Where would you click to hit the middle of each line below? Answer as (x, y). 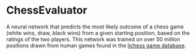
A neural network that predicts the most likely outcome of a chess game (95, 27)
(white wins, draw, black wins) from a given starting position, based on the (98, 33)
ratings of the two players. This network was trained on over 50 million (93, 39)
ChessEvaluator (47, 10)
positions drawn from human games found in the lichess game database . (96, 46)
